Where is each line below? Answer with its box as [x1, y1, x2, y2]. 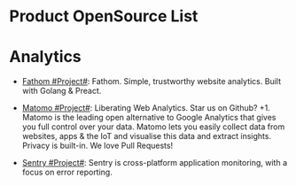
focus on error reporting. [21, 167, 113, 178]
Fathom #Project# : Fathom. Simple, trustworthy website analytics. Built [21, 76, 282, 87]
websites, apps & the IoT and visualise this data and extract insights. [21, 131, 272, 142]
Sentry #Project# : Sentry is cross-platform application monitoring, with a [21, 158, 288, 168]
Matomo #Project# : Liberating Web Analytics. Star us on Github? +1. [21, 103, 270, 113]
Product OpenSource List [9, 6, 199, 27]
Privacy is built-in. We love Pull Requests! [21, 140, 174, 151]
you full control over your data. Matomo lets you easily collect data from [21, 121, 285, 132]
